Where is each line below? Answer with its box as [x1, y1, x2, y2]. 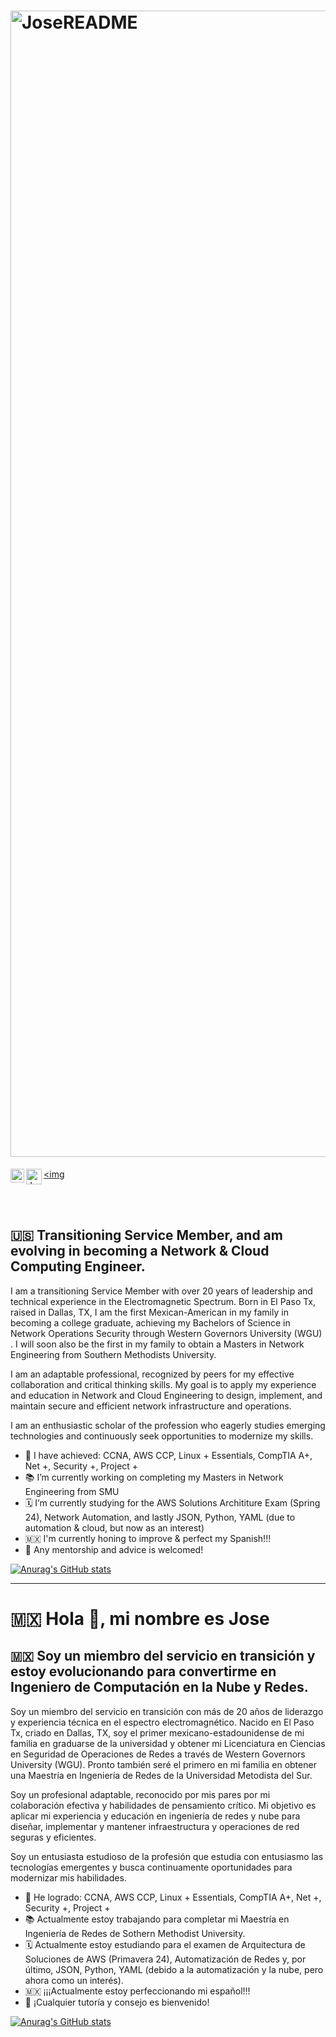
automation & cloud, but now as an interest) [24, 1521, 205, 1534]
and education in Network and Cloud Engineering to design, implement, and [10, 1389, 323, 1401]
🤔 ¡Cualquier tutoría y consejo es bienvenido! [24, 1996, 210, 2008]
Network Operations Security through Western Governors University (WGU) [10, 1327, 323, 1339]
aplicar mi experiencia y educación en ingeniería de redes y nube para [10, 1810, 301, 1822]
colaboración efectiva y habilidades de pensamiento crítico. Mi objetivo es [10, 1799, 317, 1811]
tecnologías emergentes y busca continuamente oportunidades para [10, 1861, 293, 1873]
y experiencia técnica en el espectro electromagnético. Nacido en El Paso [10, 1716, 315, 1728]
